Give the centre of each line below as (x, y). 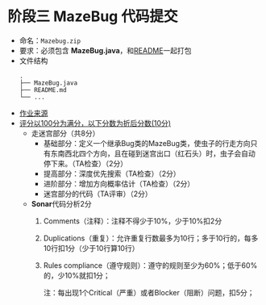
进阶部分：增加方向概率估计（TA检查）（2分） (119, 183)
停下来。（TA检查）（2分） (85, 163)
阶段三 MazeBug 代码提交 (93, 17)
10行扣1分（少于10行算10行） (91, 248)
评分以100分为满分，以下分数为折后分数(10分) (95, 123)
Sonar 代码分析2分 (61, 203)
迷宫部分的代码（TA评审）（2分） (98, 194)
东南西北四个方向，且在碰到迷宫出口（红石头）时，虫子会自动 (153, 153)
